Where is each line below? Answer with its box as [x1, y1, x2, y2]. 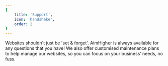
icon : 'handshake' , [14, 17, 55, 22]
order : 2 [14, 21, 33, 27]
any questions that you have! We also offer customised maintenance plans [5, 45, 159, 51]
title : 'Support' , [14, 12, 53, 17]
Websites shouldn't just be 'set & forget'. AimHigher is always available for [5, 40, 159, 46]
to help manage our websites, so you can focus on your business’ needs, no [5, 51, 163, 57]
